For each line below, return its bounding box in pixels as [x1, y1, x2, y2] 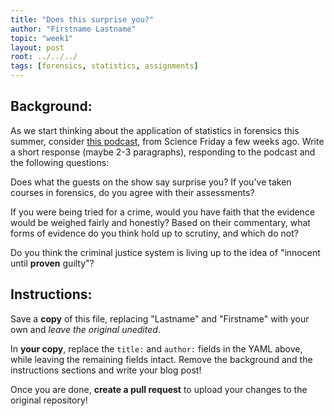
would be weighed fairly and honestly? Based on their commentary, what [10, 216, 311, 228]
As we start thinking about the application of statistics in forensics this [10, 124, 300, 136]
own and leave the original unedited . [10, 323, 161, 335]
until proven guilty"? [10, 257, 95, 269]
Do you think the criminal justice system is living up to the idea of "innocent [10, 246, 321, 258]
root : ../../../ [10, 52, 78, 62]
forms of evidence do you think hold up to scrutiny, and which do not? [10, 227, 299, 239]
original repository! [10, 394, 88, 406]
